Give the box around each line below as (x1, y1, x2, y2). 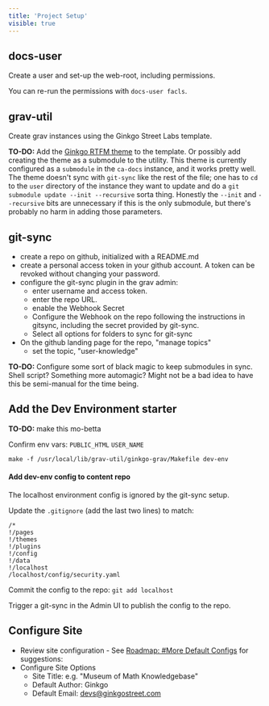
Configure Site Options (19, 662, 97, 672)
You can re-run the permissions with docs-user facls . (8, 86, 188, 96)
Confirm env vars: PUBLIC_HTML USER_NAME (8, 439, 144, 449)
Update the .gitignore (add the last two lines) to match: (8, 506, 195, 515)
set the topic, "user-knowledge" (31, 346, 139, 355)
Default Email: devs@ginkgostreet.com (31, 688, 161, 698)
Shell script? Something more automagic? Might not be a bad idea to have (8, 370, 254, 380)
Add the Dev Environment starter (8, 402, 177, 416)
